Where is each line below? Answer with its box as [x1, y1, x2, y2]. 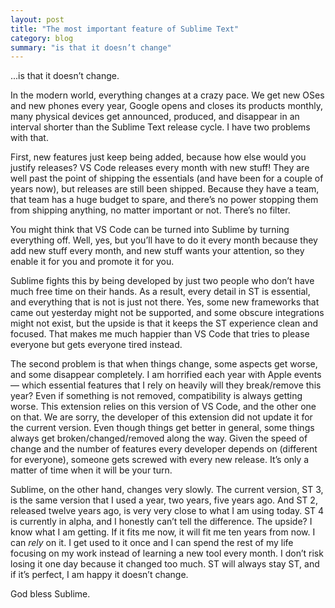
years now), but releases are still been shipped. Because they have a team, [10, 183, 320, 195]
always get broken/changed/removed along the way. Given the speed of [10, 432, 308, 445]
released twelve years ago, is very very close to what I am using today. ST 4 [10, 505, 325, 517]
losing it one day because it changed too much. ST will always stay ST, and [10, 558, 320, 570]
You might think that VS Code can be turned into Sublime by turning [10, 224, 290, 236]
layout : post [10, 14, 65, 25]
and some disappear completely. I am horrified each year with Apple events [10, 369, 322, 381]
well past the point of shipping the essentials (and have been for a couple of [10, 172, 324, 185]
